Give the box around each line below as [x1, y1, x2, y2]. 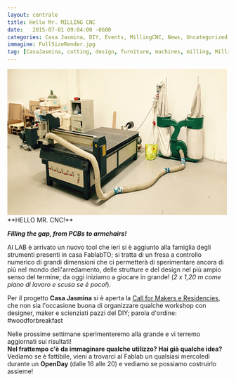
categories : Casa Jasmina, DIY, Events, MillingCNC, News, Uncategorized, [7, 34, 231, 41]
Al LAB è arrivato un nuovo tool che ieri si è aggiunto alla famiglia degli [7, 243, 211, 251]
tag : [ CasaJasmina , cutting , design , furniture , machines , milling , [7, 48, 212, 55]
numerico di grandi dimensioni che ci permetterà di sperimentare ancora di [7, 258, 224, 266]
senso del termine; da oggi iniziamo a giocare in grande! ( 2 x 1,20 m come [7, 273, 221, 281]
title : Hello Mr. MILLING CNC [7, 18, 96, 26]
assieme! [7, 367, 34, 375]
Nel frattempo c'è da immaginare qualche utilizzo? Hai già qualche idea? [7, 345, 223, 353]
